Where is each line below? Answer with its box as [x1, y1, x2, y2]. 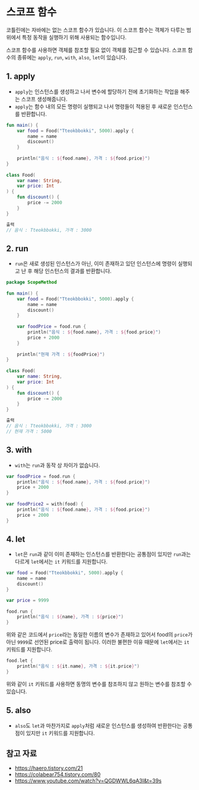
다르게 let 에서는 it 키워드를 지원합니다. [14, 558, 108, 566]
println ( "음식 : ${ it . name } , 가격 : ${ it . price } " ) [17, 663, 140, 670]
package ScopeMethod [6, 279, 58, 286]
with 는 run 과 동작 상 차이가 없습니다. [14, 461, 100, 469]
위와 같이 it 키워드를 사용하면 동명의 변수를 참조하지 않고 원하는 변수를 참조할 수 [6, 680, 192, 688]
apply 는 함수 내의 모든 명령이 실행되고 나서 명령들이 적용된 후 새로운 [14, 102, 172, 110]
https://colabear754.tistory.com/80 [14, 771, 101, 778]
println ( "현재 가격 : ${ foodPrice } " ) [17, 351, 105, 357]
